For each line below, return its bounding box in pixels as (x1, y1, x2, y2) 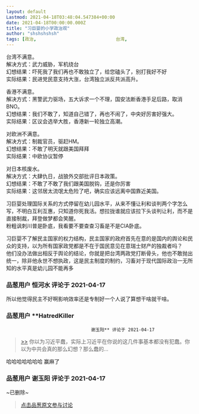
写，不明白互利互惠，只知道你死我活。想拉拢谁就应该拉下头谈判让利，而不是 (6, 208, 193, 214)
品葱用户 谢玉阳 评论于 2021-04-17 (6, 374, 105, 383)
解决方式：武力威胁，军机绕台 (6, 60, 79, 68)
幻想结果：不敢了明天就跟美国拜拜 (6, 145, 89, 152)
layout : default (6, 8, 46, 15)
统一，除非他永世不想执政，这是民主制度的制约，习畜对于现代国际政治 (6, 257, 178, 264)
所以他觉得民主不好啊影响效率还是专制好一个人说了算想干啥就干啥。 (6, 295, 172, 302)
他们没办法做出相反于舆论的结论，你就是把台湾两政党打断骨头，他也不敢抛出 (6, 250, 193, 257)
